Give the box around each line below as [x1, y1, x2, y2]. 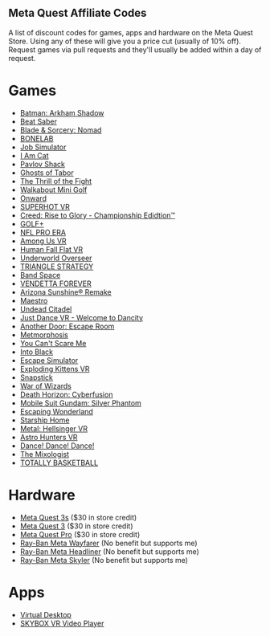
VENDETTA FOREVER [19, 279, 92, 288]
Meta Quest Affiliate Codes [8, 6, 147, 20]
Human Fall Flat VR [19, 244, 84, 254]
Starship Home [19, 415, 70, 425]
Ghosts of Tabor [19, 168, 74, 177]
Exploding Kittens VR [19, 364, 90, 373]
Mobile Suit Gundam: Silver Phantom [19, 397, 142, 408]
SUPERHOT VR [19, 202, 70, 211]
